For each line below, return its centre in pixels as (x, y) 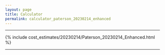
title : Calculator (24, 14)
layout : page (18, 10)
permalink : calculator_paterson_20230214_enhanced (58, 19)
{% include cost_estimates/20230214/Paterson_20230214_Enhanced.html (80, 37)
